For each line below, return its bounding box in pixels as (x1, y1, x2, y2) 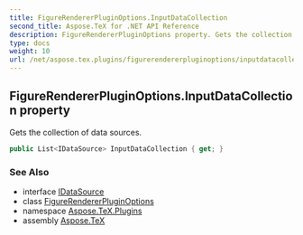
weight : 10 (9, 47, 50, 56)
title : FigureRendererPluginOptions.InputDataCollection (9, 13, 228, 23)
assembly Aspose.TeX (22, 214, 106, 226)
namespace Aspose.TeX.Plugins (22, 205, 142, 216)
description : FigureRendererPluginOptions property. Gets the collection (9, 30, 293, 39)
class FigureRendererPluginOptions (22, 195, 155, 206)
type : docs (9, 38, 50, 48)
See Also (9, 165, 50, 178)
